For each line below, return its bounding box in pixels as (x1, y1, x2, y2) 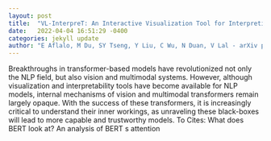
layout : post (8, 11, 52, 20)
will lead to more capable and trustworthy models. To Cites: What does (8, 115, 244, 125)
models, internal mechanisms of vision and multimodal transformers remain (8, 89, 259, 99)
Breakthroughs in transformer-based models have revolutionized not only (8, 64, 252, 73)
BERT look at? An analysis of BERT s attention (8, 124, 161, 134)
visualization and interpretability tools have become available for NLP (8, 81, 238, 91)
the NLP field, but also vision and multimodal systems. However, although (8, 73, 252, 82)
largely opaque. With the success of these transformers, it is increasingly (8, 98, 252, 108)
